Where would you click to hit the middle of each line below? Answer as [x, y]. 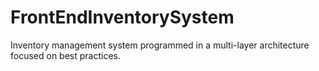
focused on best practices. [66, 55]
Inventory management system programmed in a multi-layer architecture [160, 45]
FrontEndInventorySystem [122, 17]
